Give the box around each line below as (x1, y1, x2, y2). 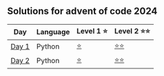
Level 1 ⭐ (76, 26, 108, 36)
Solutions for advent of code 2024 (7, 5, 158, 17)
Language (36, 27, 70, 37)
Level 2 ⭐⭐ (114, 26, 150, 36)
